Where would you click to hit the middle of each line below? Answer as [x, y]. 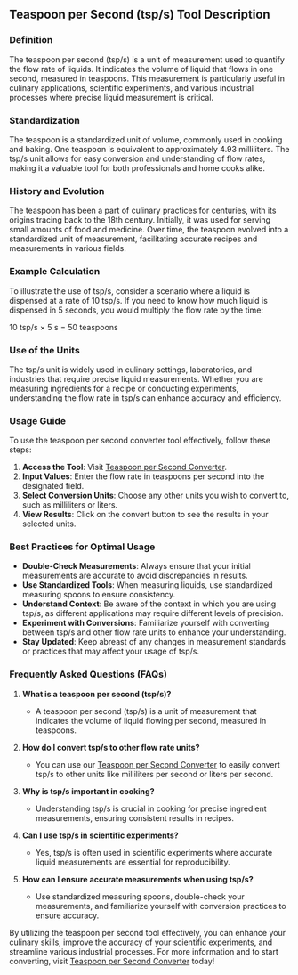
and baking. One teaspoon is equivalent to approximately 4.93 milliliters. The [149, 149]
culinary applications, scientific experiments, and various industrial [132, 87]
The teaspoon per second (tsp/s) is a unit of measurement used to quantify [147, 59]
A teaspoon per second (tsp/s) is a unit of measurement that [146, 711]
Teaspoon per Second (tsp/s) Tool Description [140, 15]
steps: [20, 450]
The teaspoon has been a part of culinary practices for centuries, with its [143, 211]
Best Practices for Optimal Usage [82, 547]
